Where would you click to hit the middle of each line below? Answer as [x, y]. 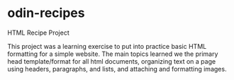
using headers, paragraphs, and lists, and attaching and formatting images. [117, 69]
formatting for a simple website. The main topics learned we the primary [113, 54]
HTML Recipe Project [38, 33]
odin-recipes [46, 13]
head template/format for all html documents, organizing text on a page [112, 61]
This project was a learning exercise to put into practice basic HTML [107, 46]
